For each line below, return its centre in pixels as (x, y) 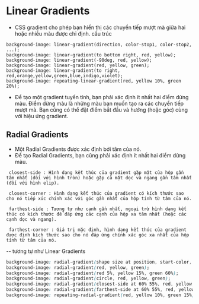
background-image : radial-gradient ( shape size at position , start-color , (99, 262)
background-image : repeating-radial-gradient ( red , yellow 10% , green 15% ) (100, 295)
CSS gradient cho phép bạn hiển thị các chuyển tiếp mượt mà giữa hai (100, 27)
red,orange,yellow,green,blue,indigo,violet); (65, 75)
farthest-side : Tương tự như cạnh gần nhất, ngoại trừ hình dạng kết (97, 209)
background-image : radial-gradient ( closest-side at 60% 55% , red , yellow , (100, 284)
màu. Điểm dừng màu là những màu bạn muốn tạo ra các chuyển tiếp (99, 103)
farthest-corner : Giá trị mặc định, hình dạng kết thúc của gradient (97, 230)
